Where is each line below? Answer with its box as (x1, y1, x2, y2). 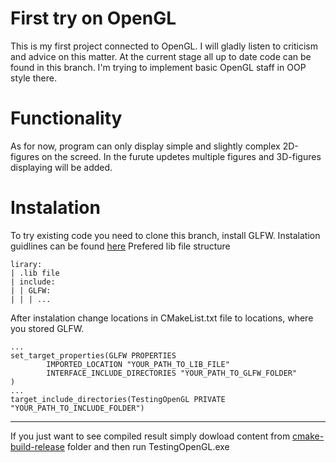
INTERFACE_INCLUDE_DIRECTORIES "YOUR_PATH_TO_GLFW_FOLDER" (46, 368, 298, 378)
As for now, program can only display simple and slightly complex (10, 140, 281, 152)
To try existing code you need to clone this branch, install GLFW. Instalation (10, 229, 321, 241)
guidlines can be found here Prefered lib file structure (10, 240, 231, 252)
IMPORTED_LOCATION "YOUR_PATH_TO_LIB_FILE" (46, 359, 230, 369)
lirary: (10, 259, 43, 269)
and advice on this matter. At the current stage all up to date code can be (10, 50, 312, 62)
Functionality (10, 107, 123, 130)
